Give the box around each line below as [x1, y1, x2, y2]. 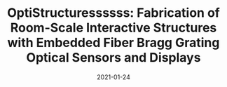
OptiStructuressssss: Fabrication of [7, 5, 220, 21]
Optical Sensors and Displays [26, 50, 201, 66]
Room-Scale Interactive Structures [10, 20, 217, 36]
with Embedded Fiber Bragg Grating [7, 35, 220, 51]
